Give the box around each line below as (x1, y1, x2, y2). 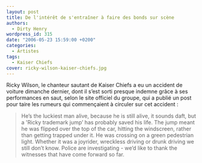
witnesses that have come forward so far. (21, 151, 125, 158)
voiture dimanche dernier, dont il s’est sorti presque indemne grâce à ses (6, 88, 189, 95)
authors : (6, 20, 28, 26)
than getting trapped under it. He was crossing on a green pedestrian (21, 132, 194, 139)
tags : (6, 54, 20, 60)
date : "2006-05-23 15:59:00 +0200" (6, 37, 96, 43)
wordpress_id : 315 (6, 31, 53, 37)
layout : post (6, 8, 39, 15)
